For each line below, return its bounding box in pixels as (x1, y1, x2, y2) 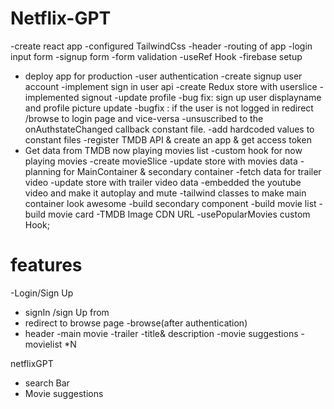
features (10, 254, 83, 277)
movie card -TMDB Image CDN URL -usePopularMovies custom (47, 208, 311, 220)
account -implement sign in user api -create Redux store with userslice (24, 80, 318, 92)
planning (24, 165, 62, 177)
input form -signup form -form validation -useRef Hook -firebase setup (10, 50, 303, 62)
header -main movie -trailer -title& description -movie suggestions (24, 327, 299, 339)
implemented (24, 91, 80, 103)
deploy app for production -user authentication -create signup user (24, 70, 303, 82)
